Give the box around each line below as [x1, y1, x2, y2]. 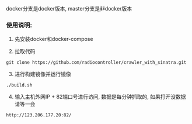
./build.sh [6, 82, 33, 88]
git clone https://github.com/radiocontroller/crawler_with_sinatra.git [6, 60, 187, 66]
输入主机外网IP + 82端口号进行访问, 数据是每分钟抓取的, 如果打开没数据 [14, 93, 186, 101]
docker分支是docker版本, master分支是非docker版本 [6, 5, 132, 12]
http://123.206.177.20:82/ [6, 112, 72, 118]
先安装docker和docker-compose [14, 36, 93, 43]
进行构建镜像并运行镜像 [14, 71, 71, 78]
